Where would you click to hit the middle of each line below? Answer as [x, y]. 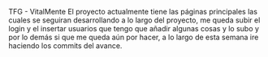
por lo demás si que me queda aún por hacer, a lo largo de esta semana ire [134, 37]
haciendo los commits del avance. [65, 46]
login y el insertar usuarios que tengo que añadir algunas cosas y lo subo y [134, 28]
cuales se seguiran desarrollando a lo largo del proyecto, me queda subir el [134, 20]
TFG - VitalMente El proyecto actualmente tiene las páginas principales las [133, 12]
